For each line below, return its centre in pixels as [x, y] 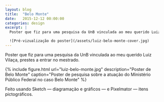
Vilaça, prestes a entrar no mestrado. [42, 60]
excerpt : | [16, 28]
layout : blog [18, 9]
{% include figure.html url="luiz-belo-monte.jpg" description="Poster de [78, 69]
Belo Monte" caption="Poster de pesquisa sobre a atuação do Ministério [78, 74]
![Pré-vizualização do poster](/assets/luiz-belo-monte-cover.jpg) [80, 41]
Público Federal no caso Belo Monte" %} [46, 79]
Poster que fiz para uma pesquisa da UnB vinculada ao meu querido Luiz [78, 54]
